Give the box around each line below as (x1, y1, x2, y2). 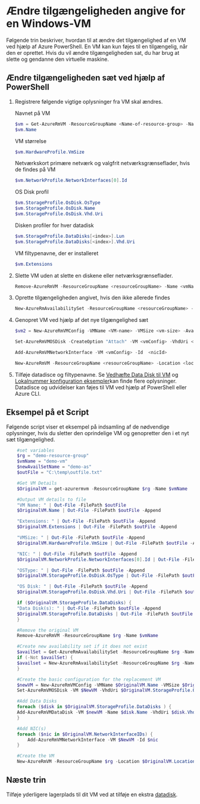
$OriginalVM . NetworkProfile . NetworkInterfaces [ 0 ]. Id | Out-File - (17, 556, 185, 563)
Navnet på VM (14, 109, 51, 117)
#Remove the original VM (17, 627, 79, 633)
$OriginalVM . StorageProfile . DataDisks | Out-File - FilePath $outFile (17, 611, 193, 617)
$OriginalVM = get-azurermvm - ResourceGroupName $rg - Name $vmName (17, 486, 187, 492)
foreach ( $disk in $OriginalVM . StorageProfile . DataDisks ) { (17, 704, 172, 710)
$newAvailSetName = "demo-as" (17, 464, 92, 470)
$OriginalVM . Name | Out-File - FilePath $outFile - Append (17, 508, 161, 514)
